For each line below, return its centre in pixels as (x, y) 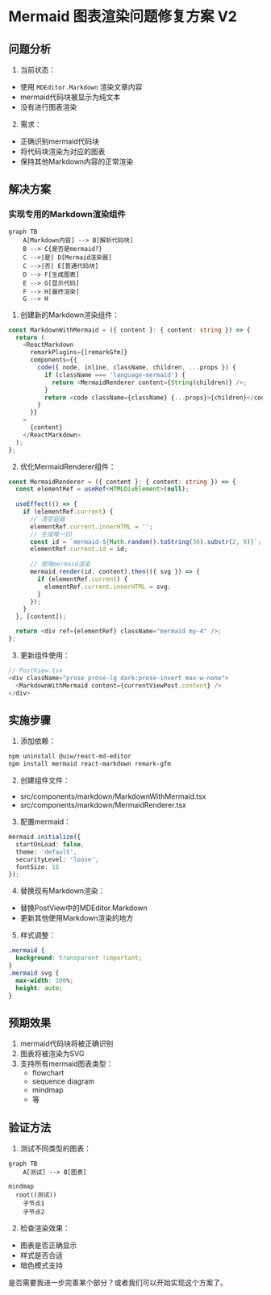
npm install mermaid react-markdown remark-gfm (90, 764)
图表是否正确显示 (48, 1245)
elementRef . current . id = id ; (79, 549)
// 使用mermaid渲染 (60, 564)
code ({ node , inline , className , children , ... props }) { (137, 368)
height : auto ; (39, 988)
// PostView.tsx (35, 670)
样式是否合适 (41, 1255)
